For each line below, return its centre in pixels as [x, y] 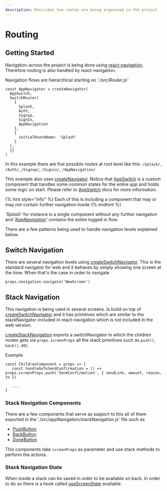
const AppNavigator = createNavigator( [47, 89]
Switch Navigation [34, 250]
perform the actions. [26, 455]
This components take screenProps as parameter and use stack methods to [82, 449]
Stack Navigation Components [43, 403]
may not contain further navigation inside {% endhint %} [63, 204]
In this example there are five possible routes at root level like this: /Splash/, [84, 164]
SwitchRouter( [24, 98]
